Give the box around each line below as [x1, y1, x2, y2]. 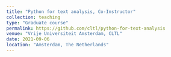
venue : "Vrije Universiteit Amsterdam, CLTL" [6, 31, 122, 37]
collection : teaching [6, 14, 61, 20]
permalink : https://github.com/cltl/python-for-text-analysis [6, 25, 166, 31]
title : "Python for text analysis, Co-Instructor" [6, 8, 136, 15]
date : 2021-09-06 [6, 36, 50, 42]
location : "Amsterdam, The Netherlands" [6, 42, 110, 48]
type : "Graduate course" [6, 20, 69, 26]
